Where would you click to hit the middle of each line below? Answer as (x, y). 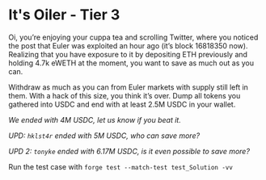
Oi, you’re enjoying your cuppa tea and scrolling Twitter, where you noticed (133, 37)
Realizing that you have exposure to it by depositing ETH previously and (128, 54)
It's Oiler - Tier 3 (64, 15)
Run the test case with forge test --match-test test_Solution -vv (120, 166)
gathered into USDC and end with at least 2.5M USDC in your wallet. (122, 104)
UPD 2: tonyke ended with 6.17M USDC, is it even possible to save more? (129, 151)
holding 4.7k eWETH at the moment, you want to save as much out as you (131, 63)
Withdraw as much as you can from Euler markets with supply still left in (129, 87)
